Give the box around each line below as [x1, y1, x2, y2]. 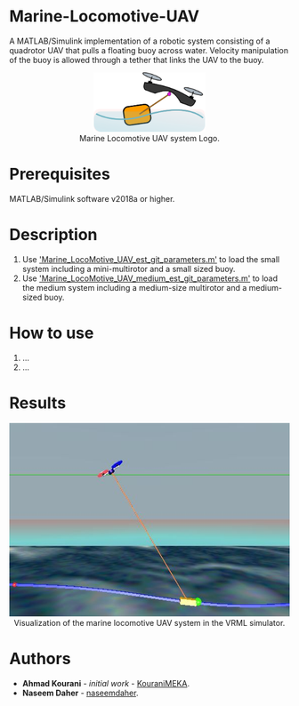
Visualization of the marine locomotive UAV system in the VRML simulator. [13, 617, 286, 628]
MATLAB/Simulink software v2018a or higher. [9, 193, 175, 204]
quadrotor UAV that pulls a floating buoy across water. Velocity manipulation [9, 44, 289, 55]
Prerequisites [9, 164, 111, 184]
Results [9, 393, 67, 413]
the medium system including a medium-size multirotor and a [21, 282, 247, 293]
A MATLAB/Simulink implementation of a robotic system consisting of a [9, 36, 271, 46]
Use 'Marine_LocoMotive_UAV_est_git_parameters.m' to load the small [21, 253, 280, 264]
